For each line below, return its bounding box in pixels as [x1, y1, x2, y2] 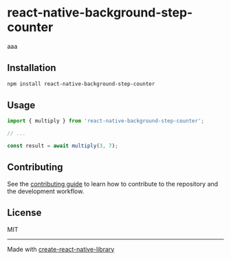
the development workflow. [7, 187, 85, 195]
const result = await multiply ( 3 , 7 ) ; [7, 142, 118, 149]
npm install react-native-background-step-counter [7, 80, 155, 87]
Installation [7, 62, 56, 74]
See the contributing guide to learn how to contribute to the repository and [7, 180, 219, 188]
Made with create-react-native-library [7, 245, 115, 253]
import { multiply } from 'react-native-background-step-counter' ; [7, 118, 205, 124]
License [7, 207, 42, 219]
